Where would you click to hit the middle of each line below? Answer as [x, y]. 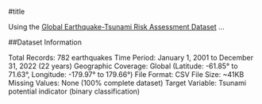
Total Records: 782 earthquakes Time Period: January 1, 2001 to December [131, 58]
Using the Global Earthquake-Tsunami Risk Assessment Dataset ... [116, 27]
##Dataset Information [45, 42]
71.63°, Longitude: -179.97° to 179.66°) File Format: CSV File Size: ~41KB [126, 74]
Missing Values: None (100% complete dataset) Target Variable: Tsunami [127, 83]
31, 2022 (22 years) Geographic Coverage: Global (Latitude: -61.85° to [123, 66]
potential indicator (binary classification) [74, 91]
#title [17, 12]
